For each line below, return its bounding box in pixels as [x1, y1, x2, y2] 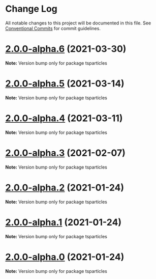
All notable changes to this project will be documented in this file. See [5, 20, 151, 26]
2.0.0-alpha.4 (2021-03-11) [5, 113, 123, 124]
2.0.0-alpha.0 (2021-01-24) [5, 251, 124, 263]
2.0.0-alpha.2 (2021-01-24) [5, 182, 124, 193]
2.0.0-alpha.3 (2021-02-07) [5, 147, 126, 158]
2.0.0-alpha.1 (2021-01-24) [5, 216, 122, 228]
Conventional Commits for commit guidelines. [5, 25, 101, 31]
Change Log [5, 3, 57, 15]
